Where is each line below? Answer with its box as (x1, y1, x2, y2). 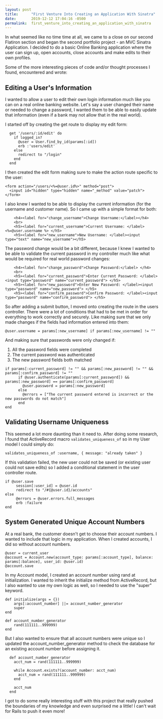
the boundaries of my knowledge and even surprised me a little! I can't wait (5, 703, 156, 709)
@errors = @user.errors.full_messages (16, 496, 95, 501)
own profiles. (5, 55, 32, 61)
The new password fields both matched (12, 357, 92, 363)
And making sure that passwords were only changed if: (5, 337, 116, 343)
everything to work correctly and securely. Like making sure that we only (5, 314, 151, 320)
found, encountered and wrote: (5, 69, 68, 76)
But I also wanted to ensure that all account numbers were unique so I (5, 635, 145, 641)
